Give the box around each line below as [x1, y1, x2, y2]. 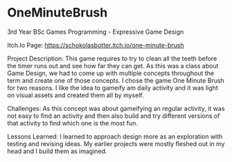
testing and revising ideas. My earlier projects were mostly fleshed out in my [7, 139, 225, 148]
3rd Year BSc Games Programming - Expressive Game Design [7, 28, 184, 36]
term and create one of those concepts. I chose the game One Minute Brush [7, 76, 225, 84]
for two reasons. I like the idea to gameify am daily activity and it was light [7, 83, 218, 92]
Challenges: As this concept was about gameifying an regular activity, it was [7, 104, 225, 112]
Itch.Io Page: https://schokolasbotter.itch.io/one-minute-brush [7, 41, 185, 49]
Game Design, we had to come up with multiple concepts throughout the [7, 69, 215, 77]
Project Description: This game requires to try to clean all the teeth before [7, 54, 217, 63]
